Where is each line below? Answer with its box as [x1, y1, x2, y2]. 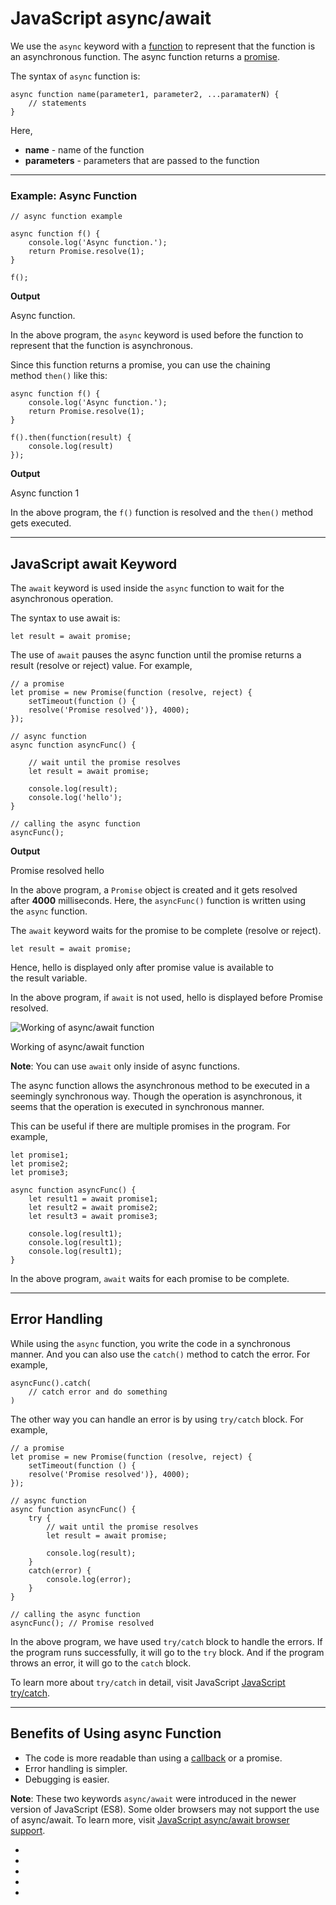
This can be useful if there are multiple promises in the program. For [10, 1120, 291, 1132]
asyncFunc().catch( [10, 1378, 92, 1388]
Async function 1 [10, 487, 80, 499]
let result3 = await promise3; [28, 1212, 159, 1222]
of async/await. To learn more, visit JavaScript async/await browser [10, 1813, 290, 1826]
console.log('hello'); [28, 793, 123, 803]
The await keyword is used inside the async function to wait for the [10, 582, 285, 594]
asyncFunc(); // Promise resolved [10, 1618, 155, 1628]
